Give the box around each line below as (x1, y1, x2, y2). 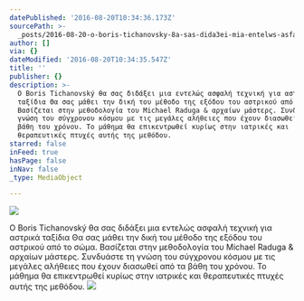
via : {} (9, 47, 39, 56)
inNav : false (9, 165, 59, 174)
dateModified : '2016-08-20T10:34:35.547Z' (9, 55, 172, 64)
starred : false (9, 139, 67, 148)
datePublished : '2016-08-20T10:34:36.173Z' (9, 13, 176, 23)
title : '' (9, 64, 47, 73)
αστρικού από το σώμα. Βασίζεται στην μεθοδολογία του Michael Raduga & (9, 241, 294, 253)
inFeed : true (9, 147, 59, 156)
